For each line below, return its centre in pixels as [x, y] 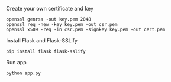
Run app [16, 62]
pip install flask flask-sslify [46, 51]
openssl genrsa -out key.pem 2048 [49, 19]
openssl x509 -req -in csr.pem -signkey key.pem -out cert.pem [86, 29]
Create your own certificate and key [50, 9]
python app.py [24, 73]
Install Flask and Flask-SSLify [42, 40]
